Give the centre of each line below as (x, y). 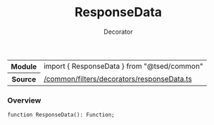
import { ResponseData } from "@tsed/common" (123, 66)
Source (24, 79)
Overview (24, 100)
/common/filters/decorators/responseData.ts (118, 79)
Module (24, 66)
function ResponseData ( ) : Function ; (61, 115)
